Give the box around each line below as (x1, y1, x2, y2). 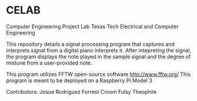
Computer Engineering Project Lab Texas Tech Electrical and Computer (6, 23, 179, 30)
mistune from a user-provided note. (6, 59, 92, 66)
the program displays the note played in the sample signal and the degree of (6, 53, 191, 60)
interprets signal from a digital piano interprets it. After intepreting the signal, (6, 46, 192, 53)
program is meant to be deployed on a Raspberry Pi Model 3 (6, 77, 153, 84)
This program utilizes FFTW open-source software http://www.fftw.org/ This (6, 70, 191, 78)
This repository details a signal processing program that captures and (6, 41, 175, 48)
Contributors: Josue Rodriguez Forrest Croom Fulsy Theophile (6, 88, 157, 95)
